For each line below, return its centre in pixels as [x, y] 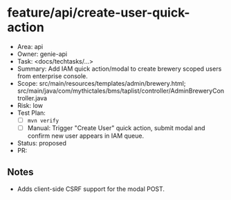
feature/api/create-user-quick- [99, 13]
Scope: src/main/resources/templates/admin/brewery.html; [101, 83]
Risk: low [30, 105]
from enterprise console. [53, 76]
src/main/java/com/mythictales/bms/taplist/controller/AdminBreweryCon [121, 91]
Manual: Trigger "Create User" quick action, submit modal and [116, 128]
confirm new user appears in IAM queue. [85, 136]
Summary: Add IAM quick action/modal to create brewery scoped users [119, 69]
